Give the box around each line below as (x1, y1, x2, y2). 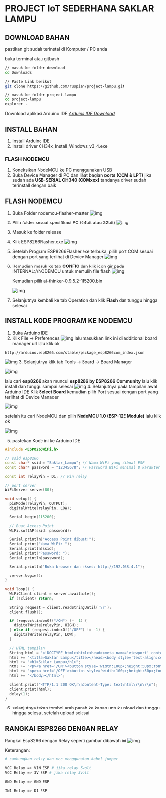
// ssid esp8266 (5, 456, 39, 461)
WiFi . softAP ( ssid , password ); (9, 528, 72, 533)
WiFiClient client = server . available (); (9, 591, 96, 596)
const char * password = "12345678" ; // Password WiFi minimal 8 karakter (5, 465, 161, 470)
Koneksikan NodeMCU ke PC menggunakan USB (12, 167, 112, 173)
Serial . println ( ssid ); (9, 546, 56, 551)
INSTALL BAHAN (5, 125, 58, 133)
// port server (5, 483, 37, 488)
